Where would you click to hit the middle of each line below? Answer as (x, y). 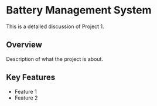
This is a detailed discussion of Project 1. (55, 26)
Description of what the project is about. (55, 59)
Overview (24, 45)
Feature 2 (26, 98)
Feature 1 (25, 91)
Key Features (31, 78)
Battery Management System (79, 10)
